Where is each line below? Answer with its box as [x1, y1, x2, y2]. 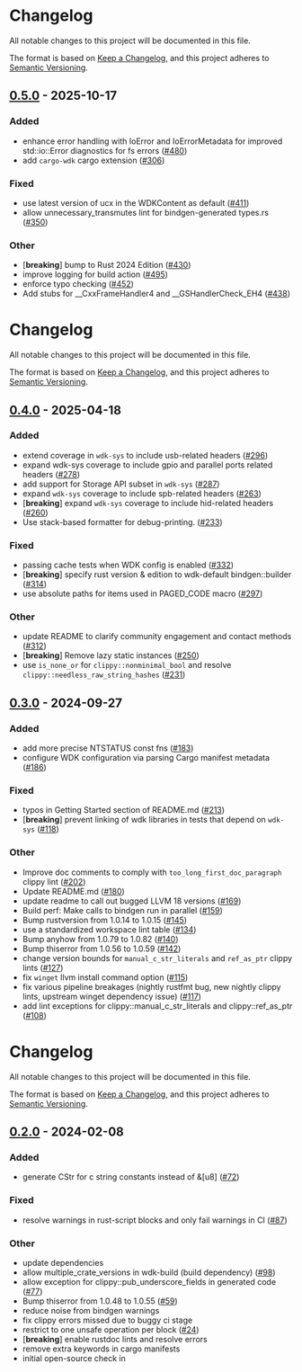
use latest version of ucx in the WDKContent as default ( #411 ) [22, 197, 250, 208]
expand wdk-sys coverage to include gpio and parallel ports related [22, 459, 273, 470]
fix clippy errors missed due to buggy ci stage [22, 1314, 193, 1325]
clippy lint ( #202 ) [22, 876, 86, 886]
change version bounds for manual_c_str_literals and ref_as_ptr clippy [22, 952, 293, 963]
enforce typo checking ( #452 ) [22, 279, 135, 290]
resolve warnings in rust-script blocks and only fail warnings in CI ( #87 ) [22, 1215, 288, 1225]
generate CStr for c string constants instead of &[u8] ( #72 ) [22, 1172, 240, 1182]
